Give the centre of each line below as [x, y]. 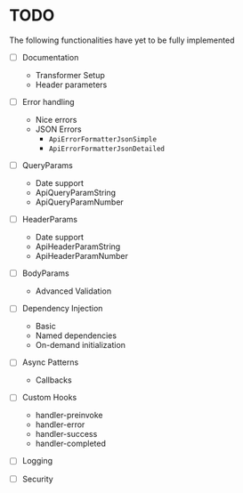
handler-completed [71, 444]
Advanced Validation [73, 291]
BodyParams [45, 273]
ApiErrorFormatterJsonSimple [103, 140]
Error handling [48, 102]
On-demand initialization [81, 345]
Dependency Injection [62, 309]
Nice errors [56, 120]
